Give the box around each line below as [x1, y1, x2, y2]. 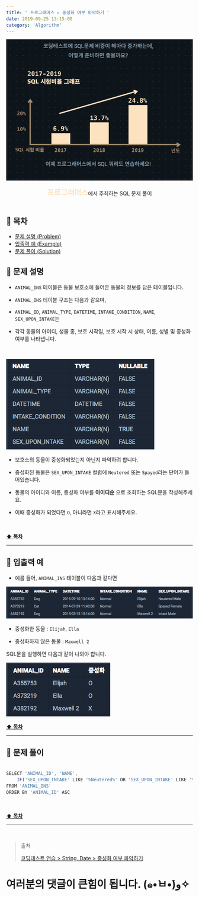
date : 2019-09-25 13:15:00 [6, 15, 73, 22]
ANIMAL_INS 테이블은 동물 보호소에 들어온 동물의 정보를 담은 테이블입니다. [14, 284, 184, 291]
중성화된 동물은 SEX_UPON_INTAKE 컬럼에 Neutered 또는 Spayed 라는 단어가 [14, 469, 184, 476]
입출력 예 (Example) [14, 240, 62, 247]
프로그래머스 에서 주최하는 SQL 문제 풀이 [47, 188, 152, 198]
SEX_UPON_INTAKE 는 [14, 315, 60, 322]
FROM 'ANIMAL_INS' [6, 783, 52, 789]
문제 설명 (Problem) [14, 233, 62, 240]
